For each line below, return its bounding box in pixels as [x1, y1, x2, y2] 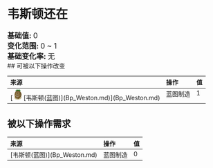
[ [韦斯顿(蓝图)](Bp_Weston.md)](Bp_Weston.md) [10, 93, 160, 102]
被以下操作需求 [7, 118, 71, 129]
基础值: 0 [7, 30, 38, 40]
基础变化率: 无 [7, 51, 55, 61]
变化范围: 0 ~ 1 [7, 41, 57, 50]
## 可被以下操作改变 [7, 62, 66, 70]
